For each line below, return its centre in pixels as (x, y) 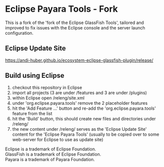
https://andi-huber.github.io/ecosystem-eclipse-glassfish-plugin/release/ (79, 60)
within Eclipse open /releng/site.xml (48, 98)
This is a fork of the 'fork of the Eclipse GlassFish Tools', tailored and (74, 23)
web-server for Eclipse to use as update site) (58, 139)
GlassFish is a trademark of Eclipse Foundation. (53, 154)
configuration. (19, 33)
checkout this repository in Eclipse (47, 87)
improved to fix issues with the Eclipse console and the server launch (75, 27)
